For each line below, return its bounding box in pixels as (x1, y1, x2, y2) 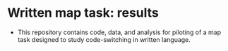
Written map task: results (7, 5, 159, 21)
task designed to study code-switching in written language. (17, 35, 191, 43)
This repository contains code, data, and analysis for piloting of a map (17, 28, 222, 36)
